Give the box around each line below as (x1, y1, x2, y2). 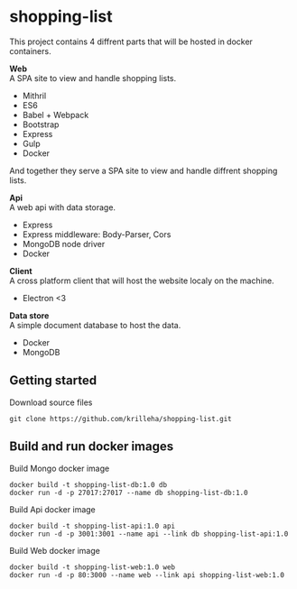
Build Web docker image (9, 545, 101, 556)
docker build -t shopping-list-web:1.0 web (9, 562, 176, 572)
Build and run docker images (9, 439, 174, 455)
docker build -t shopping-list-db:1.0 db (9, 480, 168, 489)
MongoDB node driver (22, 238, 106, 249)
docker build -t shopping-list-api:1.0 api (9, 521, 176, 530)
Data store (9, 309, 50, 321)
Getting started (9, 373, 97, 389)
